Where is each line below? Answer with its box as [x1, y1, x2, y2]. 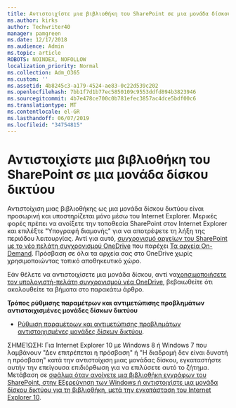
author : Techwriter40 [7, 23, 71, 30]
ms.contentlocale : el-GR [7, 108, 80, 115]
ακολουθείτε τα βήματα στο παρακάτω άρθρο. [7, 285, 144, 294]
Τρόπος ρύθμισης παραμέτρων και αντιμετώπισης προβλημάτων [7, 299, 205, 308]
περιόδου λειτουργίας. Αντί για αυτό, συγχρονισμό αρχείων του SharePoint [7, 235, 228, 243]
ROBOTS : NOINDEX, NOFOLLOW [7, 56, 86, 63]
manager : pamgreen [7, 29, 61, 37]
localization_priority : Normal [7, 62, 99, 70]
